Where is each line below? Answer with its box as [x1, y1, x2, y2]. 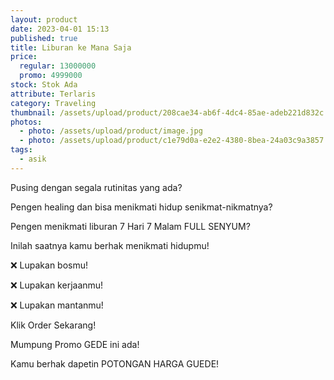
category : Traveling [10, 98, 97, 108]
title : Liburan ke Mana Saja [10, 42, 132, 53]
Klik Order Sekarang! [10, 319, 97, 331]
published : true [10, 33, 78, 43]
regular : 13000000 [19, 61, 97, 71]
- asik [19, 154, 47, 164]
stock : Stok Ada [10, 80, 78, 90]
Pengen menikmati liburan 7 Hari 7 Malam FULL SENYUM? [10, 220, 251, 232]
